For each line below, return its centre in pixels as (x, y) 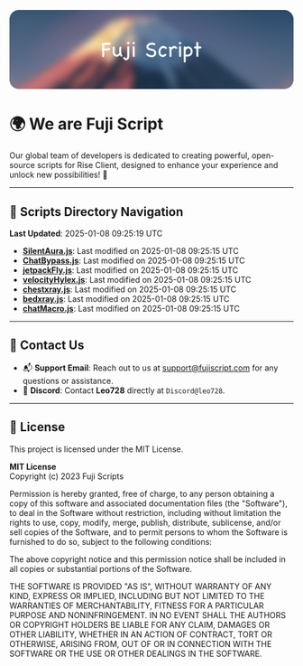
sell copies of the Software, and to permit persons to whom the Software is (149, 532)
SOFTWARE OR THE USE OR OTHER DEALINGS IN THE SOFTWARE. (136, 653)
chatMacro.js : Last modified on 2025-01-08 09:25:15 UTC (131, 309)
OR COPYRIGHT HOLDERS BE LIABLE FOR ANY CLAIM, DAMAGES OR (140, 624)
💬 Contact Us (47, 346)
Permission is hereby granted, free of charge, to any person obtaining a (142, 493)
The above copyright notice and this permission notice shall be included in (147, 559)
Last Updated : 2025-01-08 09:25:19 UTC (86, 234)
